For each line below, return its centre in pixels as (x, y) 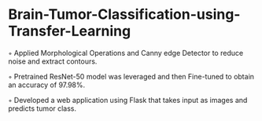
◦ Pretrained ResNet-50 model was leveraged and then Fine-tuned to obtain (131, 76)
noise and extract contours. (53, 61)
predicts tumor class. (42, 108)
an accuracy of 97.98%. (47, 85)
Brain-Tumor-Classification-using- (124, 15)
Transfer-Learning (70, 31)
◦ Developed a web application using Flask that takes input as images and (128, 100)
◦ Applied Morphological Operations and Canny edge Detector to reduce (126, 53)
